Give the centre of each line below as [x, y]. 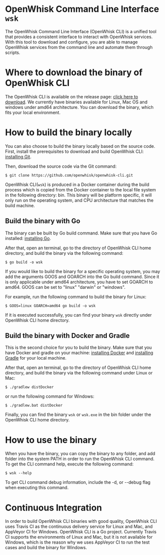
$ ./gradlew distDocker [30, 387]
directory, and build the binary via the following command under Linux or [79, 373]
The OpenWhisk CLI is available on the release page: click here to [72, 96]
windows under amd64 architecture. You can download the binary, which [79, 107]
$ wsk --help [18, 473]
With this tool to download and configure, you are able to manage [71, 42]
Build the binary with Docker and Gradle [67, 336]
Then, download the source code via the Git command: [61, 166]
